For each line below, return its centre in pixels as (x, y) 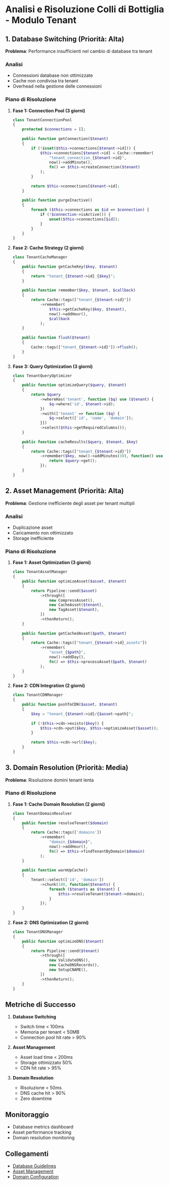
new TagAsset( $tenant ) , (74, 610)
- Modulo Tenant (41, 20)
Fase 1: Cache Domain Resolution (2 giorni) (59, 804)
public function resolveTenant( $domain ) (65, 823)
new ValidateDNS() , (70, 961)
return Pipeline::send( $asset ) (64, 591)
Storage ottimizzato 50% (46, 1063)
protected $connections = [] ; (54, 129)
